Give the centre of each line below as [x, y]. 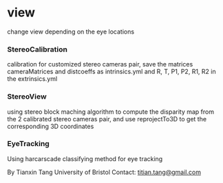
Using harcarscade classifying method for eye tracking [85, 158]
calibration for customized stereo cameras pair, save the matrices [100, 64]
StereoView [27, 97]
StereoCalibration [37, 49]
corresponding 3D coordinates [51, 126]
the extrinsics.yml [32, 79]
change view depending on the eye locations [71, 32]
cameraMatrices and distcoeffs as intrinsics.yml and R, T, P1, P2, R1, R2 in [111, 72]
